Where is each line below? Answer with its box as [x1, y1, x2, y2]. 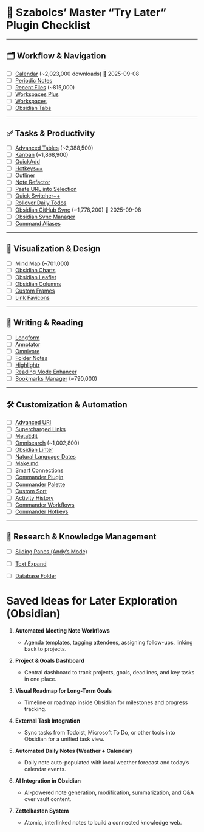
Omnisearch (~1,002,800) [15, 439, 80, 446]
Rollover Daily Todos [15, 199, 67, 206]
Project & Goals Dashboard [15, 657, 85, 664]
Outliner [15, 172, 35, 179]
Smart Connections [15, 466, 64, 474]
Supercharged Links [15, 426, 66, 432]
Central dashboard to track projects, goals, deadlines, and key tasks [24, 668, 195, 676]
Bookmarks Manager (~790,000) [15, 375, 97, 383]
